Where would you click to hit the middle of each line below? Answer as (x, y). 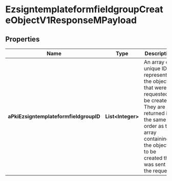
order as (154, 126)
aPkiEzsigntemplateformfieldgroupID (54, 116)
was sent (155, 164)
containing (157, 139)
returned (154, 113)
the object (156, 81)
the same (155, 120)
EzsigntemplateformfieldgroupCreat (84, 9)
